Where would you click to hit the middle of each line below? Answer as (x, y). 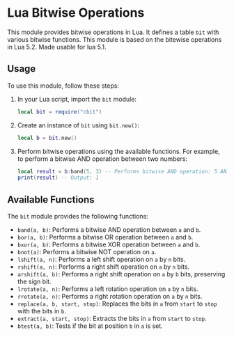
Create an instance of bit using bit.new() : (78, 125)
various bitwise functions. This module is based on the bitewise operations (115, 39)
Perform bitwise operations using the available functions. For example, (119, 151)
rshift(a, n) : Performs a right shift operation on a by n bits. (103, 267)
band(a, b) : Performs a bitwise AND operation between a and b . (109, 230)
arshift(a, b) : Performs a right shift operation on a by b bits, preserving (121, 274)
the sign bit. (34, 282)
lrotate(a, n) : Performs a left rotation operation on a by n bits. (108, 289)
